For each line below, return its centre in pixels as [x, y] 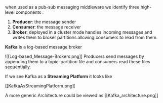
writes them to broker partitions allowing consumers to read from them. [85, 37]
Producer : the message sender [44, 22]
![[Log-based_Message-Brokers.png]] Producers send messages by [75, 56]
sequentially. [18, 67]
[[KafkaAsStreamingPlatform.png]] [40, 86]
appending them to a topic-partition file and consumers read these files [78, 62]
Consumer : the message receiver [47, 27]
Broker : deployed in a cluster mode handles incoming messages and [82, 32]
